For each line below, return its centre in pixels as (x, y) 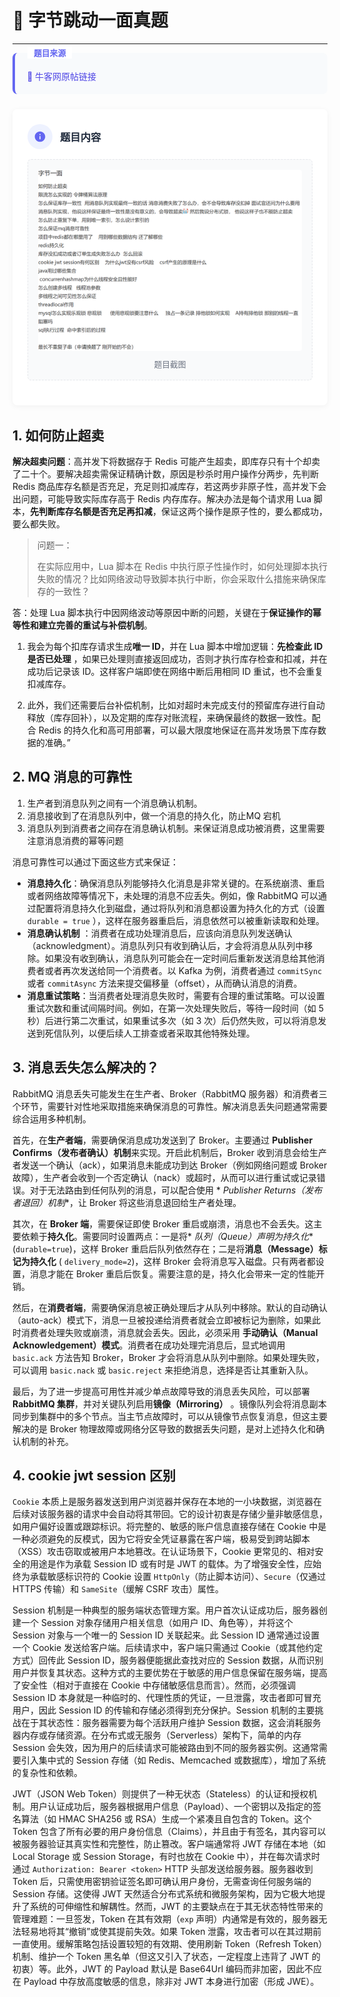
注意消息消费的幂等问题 (75, 840)
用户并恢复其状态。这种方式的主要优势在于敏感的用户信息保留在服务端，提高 (170, 1673)
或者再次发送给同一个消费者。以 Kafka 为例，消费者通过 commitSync (183, 970)
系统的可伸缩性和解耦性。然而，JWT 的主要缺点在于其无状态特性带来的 (176, 1907)
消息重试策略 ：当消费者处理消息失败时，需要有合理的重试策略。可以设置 (175, 995)
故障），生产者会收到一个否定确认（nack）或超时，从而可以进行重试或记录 (164, 1177)
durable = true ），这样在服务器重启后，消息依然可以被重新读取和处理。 (175, 920)
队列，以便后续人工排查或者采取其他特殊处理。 (158, 1033)
